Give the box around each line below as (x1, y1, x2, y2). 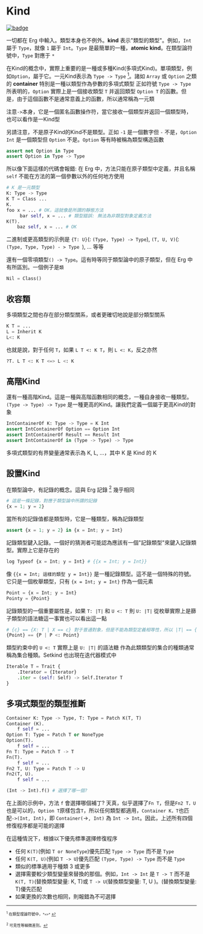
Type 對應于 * (22, 51, 55, 59)
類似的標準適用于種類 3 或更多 (14, 863, 91, 870)
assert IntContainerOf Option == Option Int (6, 426, 120, 432)
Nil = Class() (6, 276, 42, 282)
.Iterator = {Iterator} (17, 669, 77, 676)
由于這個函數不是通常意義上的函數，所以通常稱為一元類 (16, 95, 155, 102)
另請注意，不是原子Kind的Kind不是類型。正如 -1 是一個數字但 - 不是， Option (6, 128, 197, 135)
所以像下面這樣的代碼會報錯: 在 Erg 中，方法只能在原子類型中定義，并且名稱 (6, 165, 195, 173)
